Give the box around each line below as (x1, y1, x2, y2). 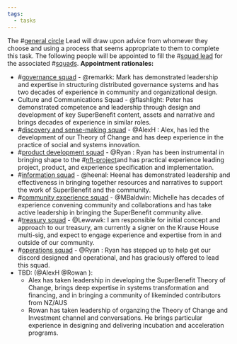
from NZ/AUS (28, 298, 68, 306)
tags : (7, 10, 23, 18)
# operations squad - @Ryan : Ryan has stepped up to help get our (17, 246, 211, 254)
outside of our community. (17, 238, 95, 246)
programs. (28, 328, 59, 337)
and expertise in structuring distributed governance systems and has (17, 80, 219, 88)
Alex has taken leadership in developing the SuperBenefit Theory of (28, 275, 226, 284)
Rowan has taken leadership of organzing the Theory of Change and (28, 306, 229, 314)
